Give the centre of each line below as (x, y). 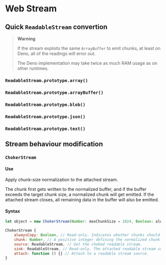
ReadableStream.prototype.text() (45, 129)
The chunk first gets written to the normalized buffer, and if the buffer (76, 189)
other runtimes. (33, 68)
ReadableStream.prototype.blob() (45, 105)
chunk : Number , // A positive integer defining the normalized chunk (87, 240)
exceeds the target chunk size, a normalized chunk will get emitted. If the (80, 195)
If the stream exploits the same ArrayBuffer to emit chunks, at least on (89, 48)
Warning (26, 39)
